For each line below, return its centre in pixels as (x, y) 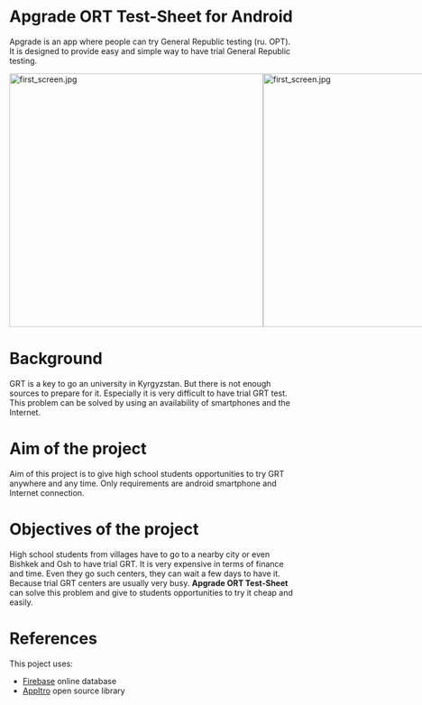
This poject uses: (41, 664)
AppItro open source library (73, 691)
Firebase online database (69, 681)
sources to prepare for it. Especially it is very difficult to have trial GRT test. (148, 393)
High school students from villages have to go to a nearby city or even (140, 554)
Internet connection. (47, 492)
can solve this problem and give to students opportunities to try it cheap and (151, 592)
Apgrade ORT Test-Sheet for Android (151, 17)
